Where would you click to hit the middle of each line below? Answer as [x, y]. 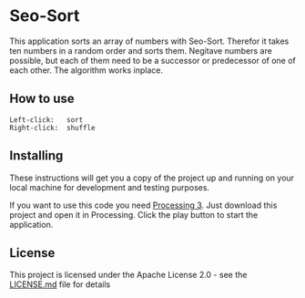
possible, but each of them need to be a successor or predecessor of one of [152, 60]
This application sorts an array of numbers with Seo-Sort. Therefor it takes [149, 41]
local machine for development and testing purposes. [110, 187]
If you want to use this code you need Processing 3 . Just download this [143, 205]
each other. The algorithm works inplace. [86, 70]
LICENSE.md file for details [60, 284]
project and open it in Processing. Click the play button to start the [134, 214]
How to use [42, 99]
